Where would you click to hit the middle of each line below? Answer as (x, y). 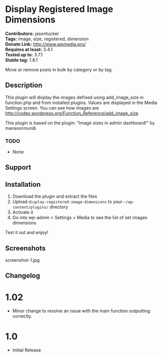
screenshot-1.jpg (22, 260)
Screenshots (25, 248)
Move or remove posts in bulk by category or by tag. (59, 69)
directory (59, 207)
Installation (23, 184)
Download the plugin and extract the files (55, 196)
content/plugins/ (30, 208)
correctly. (22, 316)
